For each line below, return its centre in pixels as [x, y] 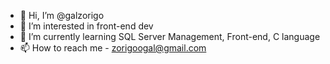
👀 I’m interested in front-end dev [86, 26]
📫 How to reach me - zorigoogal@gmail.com [113, 48]
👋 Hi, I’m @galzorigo [62, 15]
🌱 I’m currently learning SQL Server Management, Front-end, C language [170, 36]
